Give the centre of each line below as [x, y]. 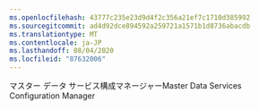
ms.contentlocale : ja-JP [56, 42]
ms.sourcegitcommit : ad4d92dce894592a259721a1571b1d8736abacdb [130, 26]
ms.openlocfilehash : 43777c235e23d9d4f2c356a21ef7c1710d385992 [130, 17]
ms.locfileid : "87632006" [57, 59]
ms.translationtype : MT [54, 34]
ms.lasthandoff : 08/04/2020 [62, 51]
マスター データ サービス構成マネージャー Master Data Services [125, 85]
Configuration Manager [52, 96]
